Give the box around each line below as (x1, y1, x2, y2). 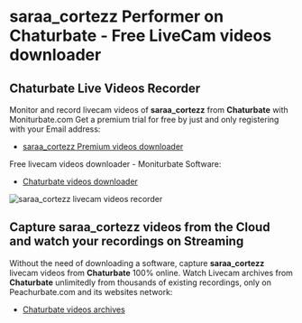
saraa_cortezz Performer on (9, 6, 224, 27)
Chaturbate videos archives (22, 304, 126, 315)
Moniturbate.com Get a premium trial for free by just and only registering (9, 115, 279, 125)
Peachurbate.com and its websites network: (9, 286, 173, 297)
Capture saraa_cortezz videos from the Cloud (9, 219, 270, 235)
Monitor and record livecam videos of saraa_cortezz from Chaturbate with (9, 105, 288, 115)
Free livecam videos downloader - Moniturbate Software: (9, 159, 222, 169)
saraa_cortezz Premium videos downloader (22, 142, 184, 152)
